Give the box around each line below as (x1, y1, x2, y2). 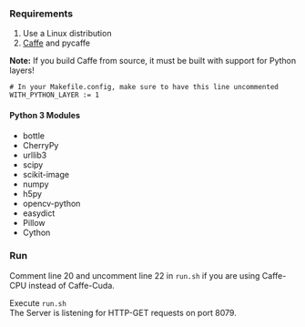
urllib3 (22, 149, 47, 160)
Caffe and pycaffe (22, 37, 91, 48)
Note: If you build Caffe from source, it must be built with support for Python (9, 56, 297, 66)
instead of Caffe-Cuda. (28, 280, 116, 291)
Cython (22, 227, 51, 238)
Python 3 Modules (9, 109, 80, 120)
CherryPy (22, 139, 59, 150)
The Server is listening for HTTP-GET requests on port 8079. (9, 307, 237, 318)
